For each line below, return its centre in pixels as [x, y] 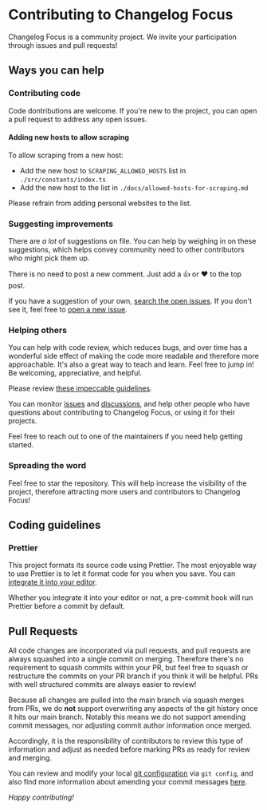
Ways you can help [57, 71]
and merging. [30, 758]
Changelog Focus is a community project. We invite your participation [123, 37]
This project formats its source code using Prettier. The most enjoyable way [132, 566]
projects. [23, 421]
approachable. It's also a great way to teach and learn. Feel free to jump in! [132, 364]
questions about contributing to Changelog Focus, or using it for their [122, 412]
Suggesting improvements [61, 224]
